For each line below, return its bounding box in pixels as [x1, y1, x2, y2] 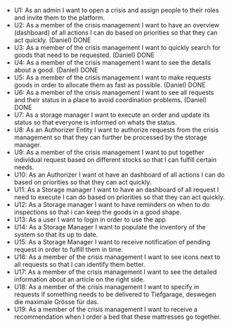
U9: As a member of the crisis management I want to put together [13, 148, 205, 156]
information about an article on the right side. [13, 275, 146, 284]
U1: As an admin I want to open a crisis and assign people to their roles [13, 6, 219, 14]
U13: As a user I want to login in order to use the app [13, 215, 167, 224]
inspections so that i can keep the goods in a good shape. [13, 208, 182, 216]
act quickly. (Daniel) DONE [13, 36, 91, 44]
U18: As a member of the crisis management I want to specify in [13, 283, 200, 291]
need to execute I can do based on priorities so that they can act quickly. [13, 193, 225, 201]
